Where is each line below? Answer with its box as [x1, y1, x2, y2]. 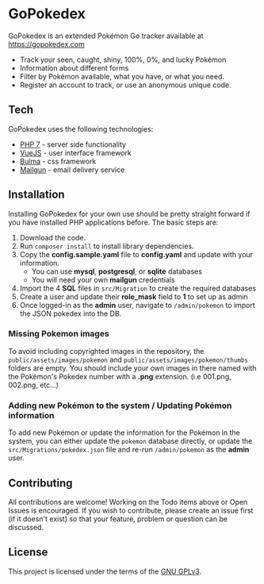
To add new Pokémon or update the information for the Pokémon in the [8, 428, 240, 437]
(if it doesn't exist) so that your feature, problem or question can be [8, 513, 228, 524]
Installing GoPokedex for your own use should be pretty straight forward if [8, 209, 251, 218]
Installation [8, 188, 65, 202]
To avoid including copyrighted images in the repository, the [8, 346, 205, 355]
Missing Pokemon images [8, 328, 109, 340]
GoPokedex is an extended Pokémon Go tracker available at [8, 31, 204, 40]
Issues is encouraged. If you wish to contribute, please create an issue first [8, 505, 254, 515]
